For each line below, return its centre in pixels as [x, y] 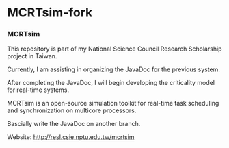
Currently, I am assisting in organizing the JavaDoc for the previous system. [114, 69]
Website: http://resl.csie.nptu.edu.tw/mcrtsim [71, 137]
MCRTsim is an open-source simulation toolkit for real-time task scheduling [113, 103]
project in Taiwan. [32, 56]
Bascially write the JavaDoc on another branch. [74, 124]
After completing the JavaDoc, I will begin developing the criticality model [111, 83]
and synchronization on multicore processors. [72, 110]
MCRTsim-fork [50, 13]
